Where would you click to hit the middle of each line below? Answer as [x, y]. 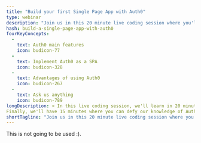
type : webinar [24, 17]
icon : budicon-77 [39, 51]
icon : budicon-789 [40, 100]
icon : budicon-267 [40, 84]
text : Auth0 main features [51, 45]
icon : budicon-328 [40, 67]
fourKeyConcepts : [28, 34]
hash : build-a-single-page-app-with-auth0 [60, 28]
